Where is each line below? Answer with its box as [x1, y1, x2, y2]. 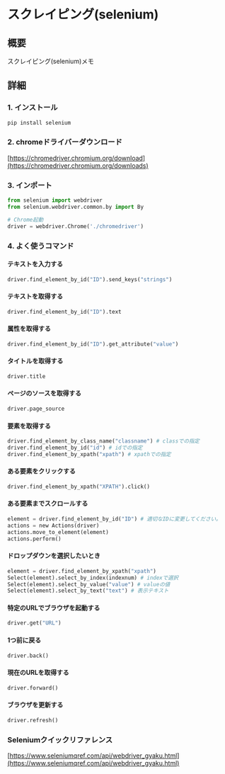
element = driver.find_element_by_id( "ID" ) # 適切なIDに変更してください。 [7, 516, 221, 523]
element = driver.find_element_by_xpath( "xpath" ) [7, 567, 157, 574]
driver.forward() [7, 684, 59, 691]
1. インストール [7, 103, 58, 113]
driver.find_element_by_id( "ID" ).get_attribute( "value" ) [7, 341, 179, 348]
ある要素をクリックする [7, 467, 76, 475]
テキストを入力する [7, 260, 64, 268]
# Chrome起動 [7, 216, 44, 223]
